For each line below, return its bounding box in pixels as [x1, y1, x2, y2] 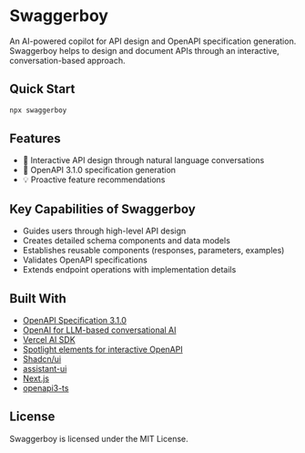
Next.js [22, 373, 50, 384]
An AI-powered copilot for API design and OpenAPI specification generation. [9, 36, 297, 46]
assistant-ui [22, 364, 67, 375]
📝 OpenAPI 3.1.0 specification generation [22, 165, 176, 176]
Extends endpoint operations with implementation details [22, 264, 237, 275]
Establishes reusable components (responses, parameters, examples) [22, 245, 285, 256]
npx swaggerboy [9, 106, 67, 115]
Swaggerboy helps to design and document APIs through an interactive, [9, 45, 280, 56]
